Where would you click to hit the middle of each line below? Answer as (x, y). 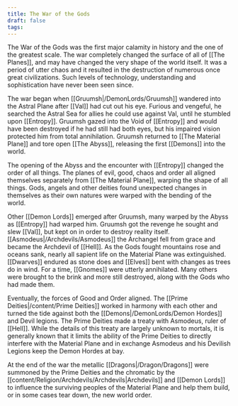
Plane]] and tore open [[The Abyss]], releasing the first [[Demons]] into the (117, 144)
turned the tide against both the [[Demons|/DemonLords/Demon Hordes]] (115, 314)
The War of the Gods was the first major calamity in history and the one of (115, 48)
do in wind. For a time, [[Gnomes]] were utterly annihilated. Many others (112, 270)
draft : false (27, 21)
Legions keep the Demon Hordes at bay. (66, 351)
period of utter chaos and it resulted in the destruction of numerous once (114, 70)
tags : (15, 27)
